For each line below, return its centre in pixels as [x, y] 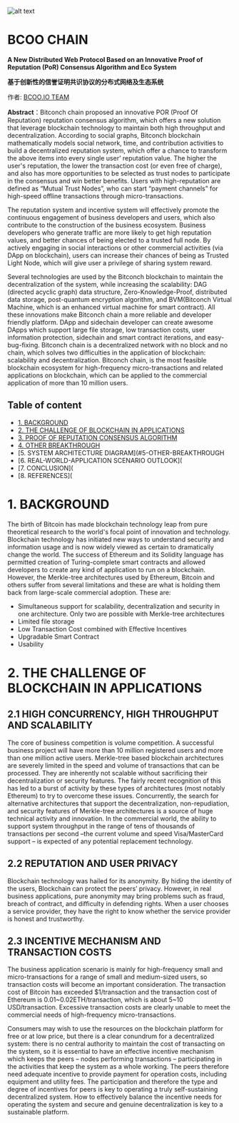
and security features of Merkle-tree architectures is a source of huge [110, 811]
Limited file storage [46, 621]
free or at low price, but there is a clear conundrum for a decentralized [111, 1036]
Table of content [45, 406]
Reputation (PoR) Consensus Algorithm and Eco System [92, 67]
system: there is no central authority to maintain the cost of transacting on [116, 1044]
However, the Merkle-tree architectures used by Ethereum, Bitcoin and [111, 577]
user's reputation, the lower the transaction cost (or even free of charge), [115, 166]
